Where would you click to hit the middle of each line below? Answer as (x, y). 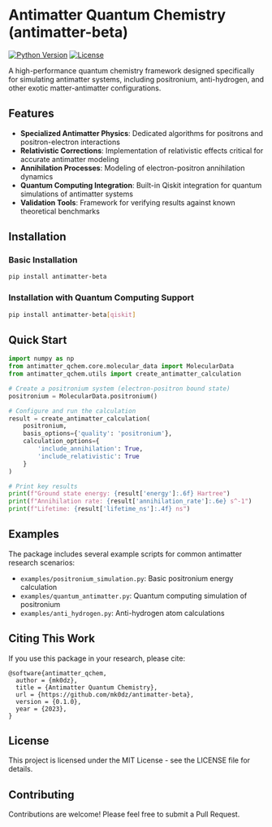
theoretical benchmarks (60, 211)
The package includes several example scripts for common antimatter (125, 554)
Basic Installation (43, 260)
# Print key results (43, 486)
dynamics (37, 176)
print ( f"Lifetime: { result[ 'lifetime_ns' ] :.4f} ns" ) (99, 509)
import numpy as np (41, 359)
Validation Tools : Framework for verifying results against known (127, 202)
